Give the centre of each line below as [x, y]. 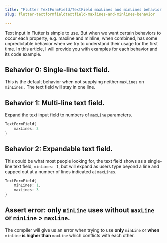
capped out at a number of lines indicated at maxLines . [61, 171]
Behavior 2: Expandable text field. [59, 149]
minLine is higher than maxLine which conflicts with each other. [70, 235]
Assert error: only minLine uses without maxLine [80, 210]
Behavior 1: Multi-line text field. [55, 103]
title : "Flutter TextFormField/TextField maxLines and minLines [73, 10]
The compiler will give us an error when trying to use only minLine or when [82, 230]
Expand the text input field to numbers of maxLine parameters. [69, 115]
